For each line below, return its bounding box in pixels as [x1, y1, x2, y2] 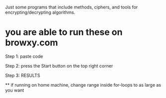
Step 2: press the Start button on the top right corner [5, 63, 113, 68]
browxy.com [5, 37, 58, 48]
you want [5, 87, 24, 93]
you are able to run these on [5, 27, 123, 38]
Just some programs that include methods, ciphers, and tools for [5, 4, 138, 10]
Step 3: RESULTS [5, 72, 41, 78]
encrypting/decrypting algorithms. [5, 9, 76, 15]
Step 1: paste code [5, 53, 43, 59]
